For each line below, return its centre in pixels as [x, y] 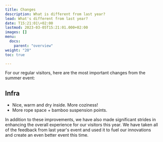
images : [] [16, 32]
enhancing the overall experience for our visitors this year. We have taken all [81, 125]
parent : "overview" [34, 46]
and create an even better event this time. [47, 135]
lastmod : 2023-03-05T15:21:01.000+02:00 [47, 28]
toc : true [15, 55]
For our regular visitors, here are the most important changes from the [75, 73]
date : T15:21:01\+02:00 [29, 23]
